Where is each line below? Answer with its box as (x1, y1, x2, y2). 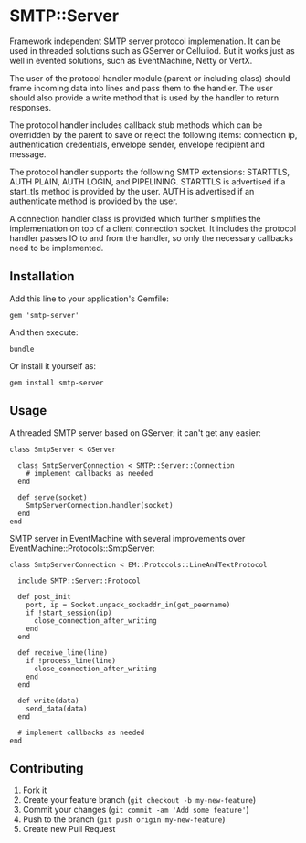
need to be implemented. (9, 242, 104, 253)
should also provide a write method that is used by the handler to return (9, 92, 280, 103)
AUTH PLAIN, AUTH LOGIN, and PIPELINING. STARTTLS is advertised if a (9, 175, 286, 187)
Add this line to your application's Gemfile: (9, 293, 169, 304)
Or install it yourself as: (9, 360, 96, 371)
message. (9, 148, 47, 160)
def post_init (17, 592, 71, 601)
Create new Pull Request (22, 824, 116, 835)
